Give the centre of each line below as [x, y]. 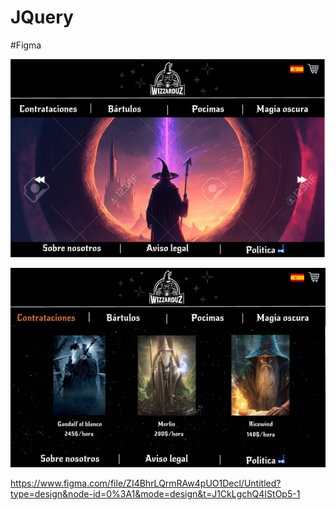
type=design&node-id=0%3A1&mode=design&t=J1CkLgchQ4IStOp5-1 [155, 493]
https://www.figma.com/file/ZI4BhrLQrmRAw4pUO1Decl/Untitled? [146, 483]
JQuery [42, 17]
